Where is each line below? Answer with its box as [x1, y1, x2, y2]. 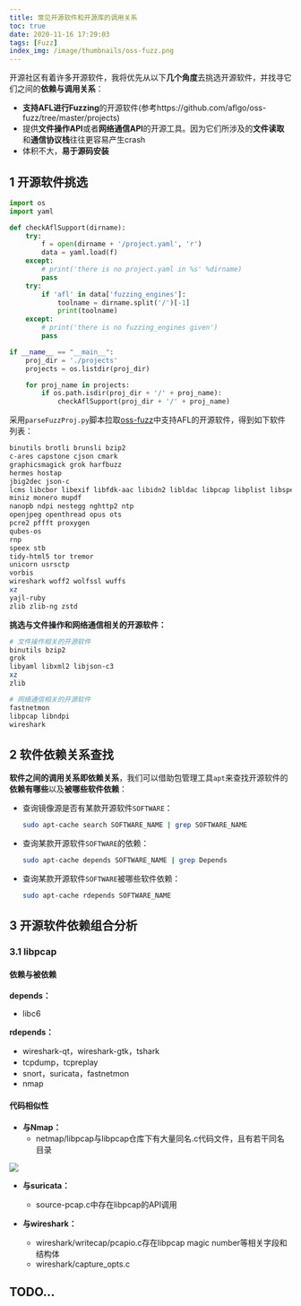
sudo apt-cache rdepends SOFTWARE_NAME [21, 891, 172, 900]
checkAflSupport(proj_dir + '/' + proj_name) [56, 397, 230, 406]
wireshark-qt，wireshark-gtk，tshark [21, 1046, 160, 1057]
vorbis [9, 568, 34, 578]
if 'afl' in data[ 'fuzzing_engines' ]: [41, 290, 186, 298]
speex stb [9, 543, 47, 552]
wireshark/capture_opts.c [35, 1258, 131, 1269]
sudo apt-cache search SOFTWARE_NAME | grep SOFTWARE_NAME [21, 821, 248, 830]
